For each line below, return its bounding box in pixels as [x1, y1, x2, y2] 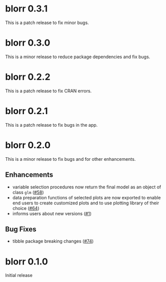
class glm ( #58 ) [12, 189, 44, 195]
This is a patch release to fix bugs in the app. [5, 122, 98, 128]
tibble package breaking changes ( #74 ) [12, 238, 94, 244]
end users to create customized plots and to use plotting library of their [12, 200, 159, 206]
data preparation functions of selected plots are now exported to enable [12, 194, 161, 200]
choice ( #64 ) [12, 205, 39, 211]
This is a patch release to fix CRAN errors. [5, 88, 92, 94]
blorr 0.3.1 [5, 3, 48, 15]
